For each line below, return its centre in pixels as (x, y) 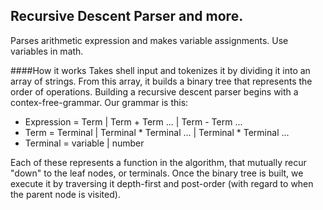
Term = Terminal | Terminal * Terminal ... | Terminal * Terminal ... (157, 132)
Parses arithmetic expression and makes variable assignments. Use (149, 40)
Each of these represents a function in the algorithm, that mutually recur (158, 162)
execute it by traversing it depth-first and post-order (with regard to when (162, 183)
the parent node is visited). (65, 194)
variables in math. (47, 51)
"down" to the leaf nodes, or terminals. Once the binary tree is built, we (157, 173)
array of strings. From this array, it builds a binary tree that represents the (161, 81)
